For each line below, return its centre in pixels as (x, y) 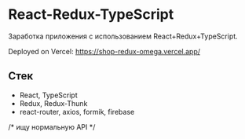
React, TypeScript (49, 95)
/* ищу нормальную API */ (52, 126)
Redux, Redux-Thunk (53, 103)
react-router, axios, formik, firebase (77, 112)
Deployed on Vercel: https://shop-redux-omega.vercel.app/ (104, 51)
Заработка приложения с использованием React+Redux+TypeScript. (123, 36)
